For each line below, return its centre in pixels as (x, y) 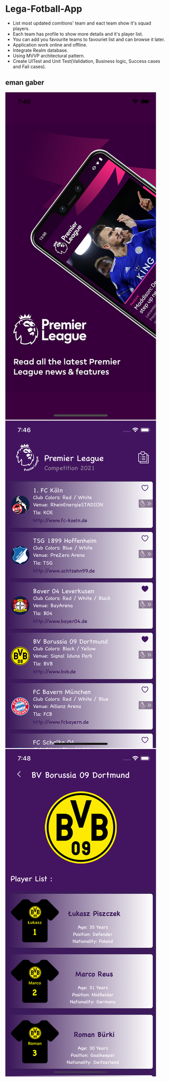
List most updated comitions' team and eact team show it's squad (82, 23)
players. (21, 28)
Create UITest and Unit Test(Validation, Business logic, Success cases (87, 61)
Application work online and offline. (50, 45)
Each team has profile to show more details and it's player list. (78, 34)
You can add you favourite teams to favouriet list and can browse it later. (89, 39)
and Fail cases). (29, 67)
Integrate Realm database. (40, 50)
